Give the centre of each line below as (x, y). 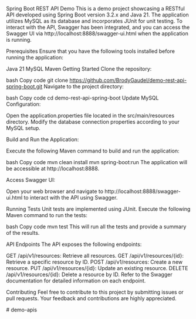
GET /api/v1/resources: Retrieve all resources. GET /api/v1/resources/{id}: (95, 256)
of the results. (23, 233)
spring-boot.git (24, 87)
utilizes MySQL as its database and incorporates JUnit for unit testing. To (94, 21)
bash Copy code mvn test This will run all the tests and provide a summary (96, 227)
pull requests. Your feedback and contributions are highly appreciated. (92, 298)
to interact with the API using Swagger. (71, 197)
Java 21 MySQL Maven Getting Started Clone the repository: (79, 69)
